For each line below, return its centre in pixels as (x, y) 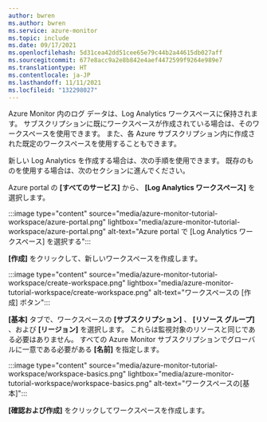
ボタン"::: (35, 303)
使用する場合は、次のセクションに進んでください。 (106, 171)
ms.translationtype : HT (48, 68)
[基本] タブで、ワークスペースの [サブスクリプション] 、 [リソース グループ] (132, 320)
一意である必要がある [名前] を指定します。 (92, 349)
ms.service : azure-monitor (53, 30)
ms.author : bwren (37, 23)
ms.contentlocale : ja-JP (49, 75)
